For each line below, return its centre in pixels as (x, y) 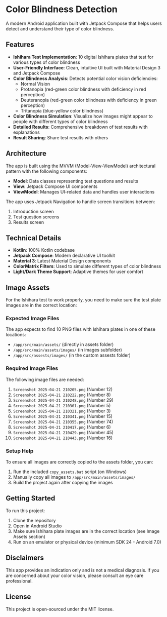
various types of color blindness (46, 62)
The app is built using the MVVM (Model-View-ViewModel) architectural (81, 166)
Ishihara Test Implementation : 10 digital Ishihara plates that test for (83, 57)
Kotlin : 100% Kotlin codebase (44, 250)
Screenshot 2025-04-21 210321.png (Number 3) (62, 411)
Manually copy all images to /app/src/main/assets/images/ (74, 477)
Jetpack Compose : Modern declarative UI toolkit (64, 256)
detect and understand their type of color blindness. (60, 28)
